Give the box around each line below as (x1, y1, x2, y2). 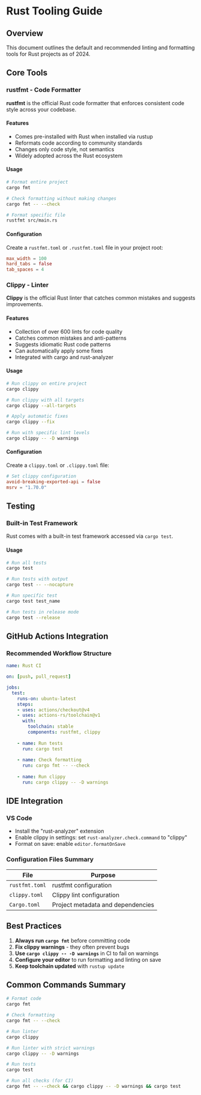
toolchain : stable (28, 723, 74, 730)
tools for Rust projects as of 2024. (6, 50, 91, 58)
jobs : (6, 684, 20, 691)
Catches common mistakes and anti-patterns (14, 334, 127, 342)
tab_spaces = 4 (6, 267, 44, 273)
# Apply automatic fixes (6, 413, 68, 420)
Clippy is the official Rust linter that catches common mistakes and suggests (6, 294, 196, 301)
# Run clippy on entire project (6, 380, 87, 387)
